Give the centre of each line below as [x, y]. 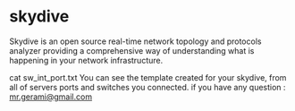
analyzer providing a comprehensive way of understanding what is [132, 50]
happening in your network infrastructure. [86, 60]
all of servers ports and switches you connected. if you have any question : [147, 87]
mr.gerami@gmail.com [51, 97]
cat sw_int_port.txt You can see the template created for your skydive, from [148, 77]
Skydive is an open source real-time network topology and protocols [135, 41]
